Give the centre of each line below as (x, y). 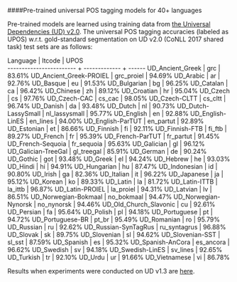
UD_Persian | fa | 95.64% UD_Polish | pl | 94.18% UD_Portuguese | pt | (110, 212)
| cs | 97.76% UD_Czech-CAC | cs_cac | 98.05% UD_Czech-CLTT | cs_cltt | (117, 98)
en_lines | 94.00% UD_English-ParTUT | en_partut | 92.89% (117, 121)
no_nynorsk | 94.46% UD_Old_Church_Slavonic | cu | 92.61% (127, 204)
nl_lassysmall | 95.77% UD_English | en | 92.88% (117, 114)
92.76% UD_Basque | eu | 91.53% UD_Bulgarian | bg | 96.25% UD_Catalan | (118, 83)
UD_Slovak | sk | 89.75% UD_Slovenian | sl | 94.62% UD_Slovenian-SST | (114, 235)
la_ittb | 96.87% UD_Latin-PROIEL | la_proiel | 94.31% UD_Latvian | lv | (110, 189)
